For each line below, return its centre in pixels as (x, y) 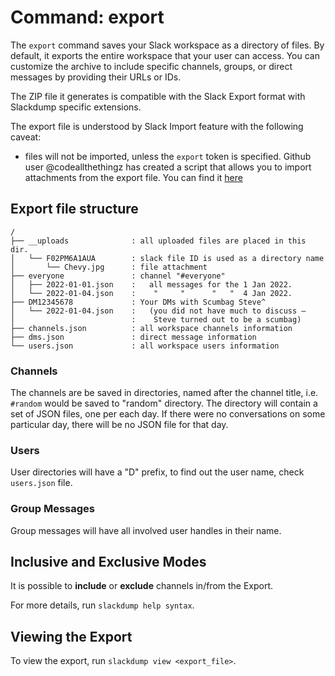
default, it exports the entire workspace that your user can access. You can (165, 55)
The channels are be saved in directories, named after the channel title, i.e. (164, 393)
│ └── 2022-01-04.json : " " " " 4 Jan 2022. (151, 293)
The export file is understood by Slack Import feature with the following (157, 126)
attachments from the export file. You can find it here (133, 177)
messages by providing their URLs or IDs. (96, 77)
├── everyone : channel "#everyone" (118, 276)
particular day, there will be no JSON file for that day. (119, 425)
